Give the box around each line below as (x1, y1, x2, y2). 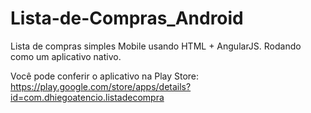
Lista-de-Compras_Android (10, 7, 244, 30)
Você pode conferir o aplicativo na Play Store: (10, 70, 200, 82)
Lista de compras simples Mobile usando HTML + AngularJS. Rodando (10, 40, 302, 52)
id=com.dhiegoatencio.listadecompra (10, 91, 165, 103)
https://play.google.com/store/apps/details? (10, 80, 192, 92)
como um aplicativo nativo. (10, 50, 122, 62)
